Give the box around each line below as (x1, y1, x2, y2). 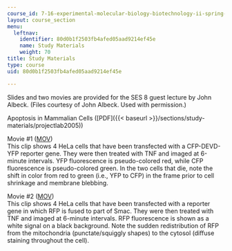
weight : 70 (19, 49, 51, 56)
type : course (7, 62, 45, 68)
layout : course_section (7, 17, 76, 24)
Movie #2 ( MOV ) (7, 192, 55, 201)
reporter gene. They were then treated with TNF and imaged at (20, 149, 200, 158)
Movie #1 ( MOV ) (7, 134, 53, 142)
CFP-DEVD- (186, 142, 221, 150)
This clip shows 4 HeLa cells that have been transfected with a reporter (7, 199, 211, 207)
